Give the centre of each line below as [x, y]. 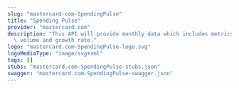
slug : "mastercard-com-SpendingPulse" [65, 14]
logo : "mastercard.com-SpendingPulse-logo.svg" [79, 47]
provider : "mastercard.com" [49, 27]
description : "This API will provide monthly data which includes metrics [121, 34]
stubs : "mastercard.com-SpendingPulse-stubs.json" [84, 67]
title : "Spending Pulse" [44, 21]
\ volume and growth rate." [55, 40]
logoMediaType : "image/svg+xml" [55, 54]
